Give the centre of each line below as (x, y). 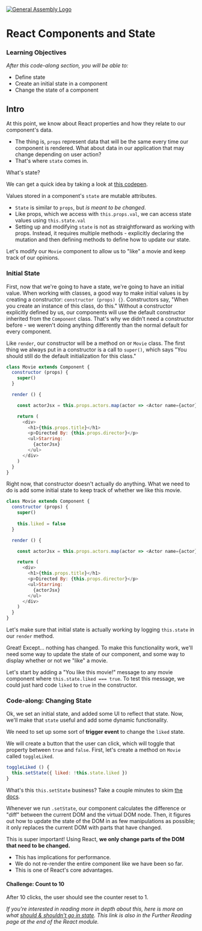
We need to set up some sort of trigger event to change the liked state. (96, 732)
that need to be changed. (38, 846)
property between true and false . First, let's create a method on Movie (93, 750)
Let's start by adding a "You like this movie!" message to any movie (90, 672)
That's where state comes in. (51, 161)
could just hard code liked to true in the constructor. (72, 685)
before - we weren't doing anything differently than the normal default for (97, 325)
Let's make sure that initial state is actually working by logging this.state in (100, 630)
